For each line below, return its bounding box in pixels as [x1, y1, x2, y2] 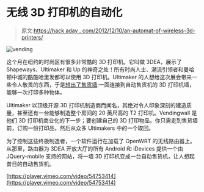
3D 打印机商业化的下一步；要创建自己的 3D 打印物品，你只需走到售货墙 [18, 116, 199, 124]
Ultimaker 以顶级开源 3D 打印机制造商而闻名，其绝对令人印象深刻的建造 [6, 101, 187, 108]
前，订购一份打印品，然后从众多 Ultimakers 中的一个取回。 [6, 124, 155, 132]
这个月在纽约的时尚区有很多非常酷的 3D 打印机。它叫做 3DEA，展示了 [6, 58, 182, 65]
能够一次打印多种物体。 [6, 88, 65, 96]
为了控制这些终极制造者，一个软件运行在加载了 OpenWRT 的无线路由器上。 [6, 137, 195, 144]
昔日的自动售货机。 [6, 160, 55, 168]
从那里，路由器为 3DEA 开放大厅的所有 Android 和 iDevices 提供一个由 [6, 144, 183, 152]
